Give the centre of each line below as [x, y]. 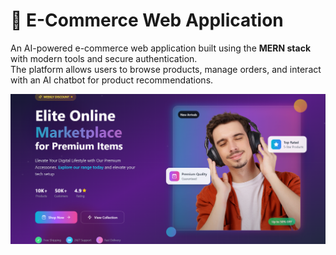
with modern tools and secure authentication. [104, 58]
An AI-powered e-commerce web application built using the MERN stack [160, 48]
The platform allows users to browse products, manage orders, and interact [166, 69]
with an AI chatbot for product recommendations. [112, 80]
